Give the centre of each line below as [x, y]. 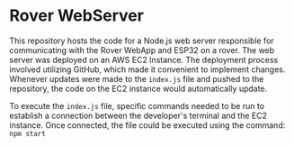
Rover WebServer [76, 16]
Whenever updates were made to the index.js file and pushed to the [137, 78]
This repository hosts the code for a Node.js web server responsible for [142, 41]
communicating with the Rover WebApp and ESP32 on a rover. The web [142, 50]
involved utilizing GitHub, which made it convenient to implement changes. [147, 69]
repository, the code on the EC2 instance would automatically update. [138, 88]
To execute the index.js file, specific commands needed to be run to [137, 105]
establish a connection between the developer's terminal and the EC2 [138, 115]
